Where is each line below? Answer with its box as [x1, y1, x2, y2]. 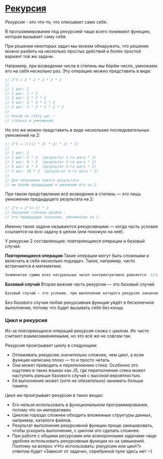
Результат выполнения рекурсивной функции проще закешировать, [12, 422, 154, 428]
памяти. [12, 383, 29, 389]
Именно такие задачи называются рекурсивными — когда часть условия [5, 223, 158, 229]
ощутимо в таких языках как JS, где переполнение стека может [12, 367, 146, 373]
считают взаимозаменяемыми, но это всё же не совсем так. [5, 333, 132, 339]
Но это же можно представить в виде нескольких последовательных [5, 127, 149, 133]
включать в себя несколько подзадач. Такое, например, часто [5, 258, 135, 264]
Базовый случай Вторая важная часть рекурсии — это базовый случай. [5, 281, 156, 287]
